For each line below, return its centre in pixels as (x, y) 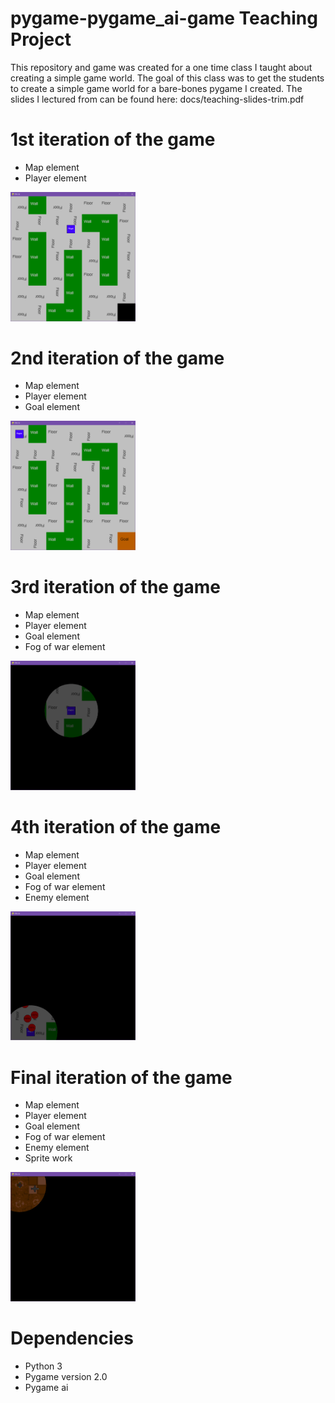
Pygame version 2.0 (66, 1376)
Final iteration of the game (121, 1077)
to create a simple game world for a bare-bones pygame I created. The (156, 88)
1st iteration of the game (113, 139)
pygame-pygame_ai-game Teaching (164, 18)
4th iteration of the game (116, 826)
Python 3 (43, 1366)
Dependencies (72, 1338)
